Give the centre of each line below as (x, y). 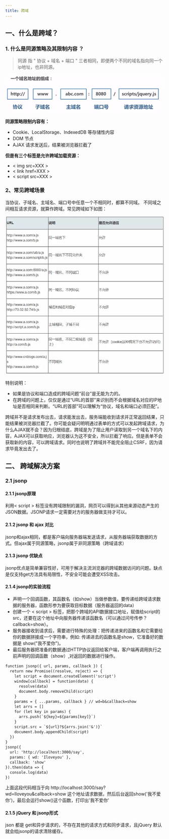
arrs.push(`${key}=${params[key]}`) (57, 717)
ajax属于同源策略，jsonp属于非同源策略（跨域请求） (73, 543)
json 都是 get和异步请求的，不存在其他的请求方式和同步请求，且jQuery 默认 (84, 825)
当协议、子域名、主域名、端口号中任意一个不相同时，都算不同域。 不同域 (81, 202)
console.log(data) (29, 773)
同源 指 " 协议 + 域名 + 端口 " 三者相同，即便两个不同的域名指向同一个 (90, 61)
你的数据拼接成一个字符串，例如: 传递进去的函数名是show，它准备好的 (86, 637)
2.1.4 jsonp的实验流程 (28, 587)
